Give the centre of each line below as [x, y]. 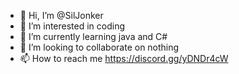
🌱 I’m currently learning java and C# [93, 36]
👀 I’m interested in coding [72, 26]
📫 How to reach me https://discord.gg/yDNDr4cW [124, 58]
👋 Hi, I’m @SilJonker [61, 15]
